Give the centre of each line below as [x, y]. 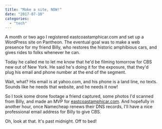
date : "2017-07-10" [25, 14]
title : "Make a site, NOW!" [34, 9]
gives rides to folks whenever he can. [43, 53]
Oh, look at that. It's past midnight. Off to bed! [51, 121]
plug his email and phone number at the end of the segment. [66, 72]
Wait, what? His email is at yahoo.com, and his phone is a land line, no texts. [81, 82]
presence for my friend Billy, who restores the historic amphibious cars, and [81, 47]
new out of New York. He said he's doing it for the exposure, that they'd [77, 67]
